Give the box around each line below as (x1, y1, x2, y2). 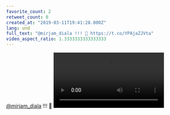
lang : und (6, 25, 31, 31)
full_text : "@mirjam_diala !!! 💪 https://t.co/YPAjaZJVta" (6, 31, 154, 37)
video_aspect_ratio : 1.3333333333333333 (6, 36, 107, 42)
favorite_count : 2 (6, 8, 51, 15)
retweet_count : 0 (6, 14, 49, 20)
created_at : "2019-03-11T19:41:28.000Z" (6, 19, 107, 25)
